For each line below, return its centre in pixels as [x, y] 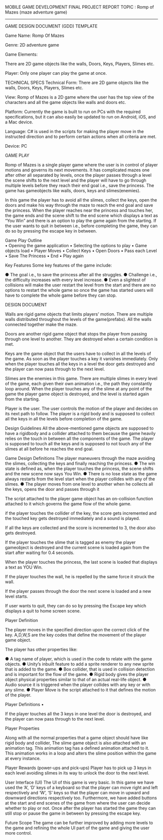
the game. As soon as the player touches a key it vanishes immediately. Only [81, 359]
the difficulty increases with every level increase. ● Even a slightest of [75, 280]
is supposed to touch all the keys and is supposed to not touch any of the [78, 444]
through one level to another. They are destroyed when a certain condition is [81, 339]
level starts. [16, 596]
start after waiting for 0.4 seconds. [40, 553]
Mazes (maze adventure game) [36, 12]
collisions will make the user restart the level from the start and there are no [81, 285]
